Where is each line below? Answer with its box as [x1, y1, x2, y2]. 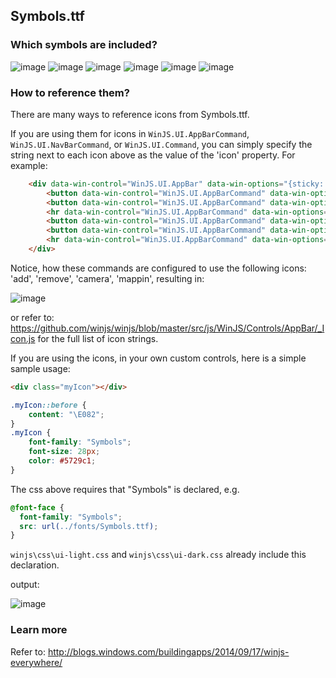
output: [10, 579, 40, 591]
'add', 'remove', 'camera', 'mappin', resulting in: [10, 272, 205, 284]
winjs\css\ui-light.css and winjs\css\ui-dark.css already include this [10, 549, 307, 561]
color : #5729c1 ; [28, 456, 97, 466]
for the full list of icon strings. [37, 332, 159, 344]
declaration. [10, 559, 60, 571]
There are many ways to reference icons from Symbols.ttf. [10, 108, 250, 120]
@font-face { [10, 502, 65, 513]
